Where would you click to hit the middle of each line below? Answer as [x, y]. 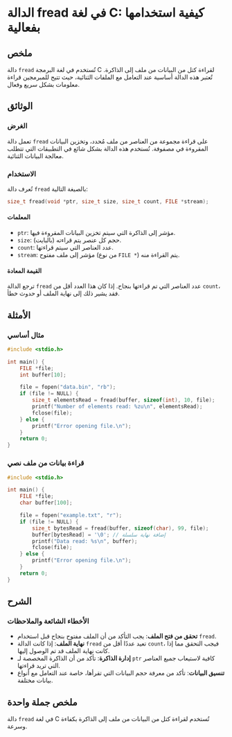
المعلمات [19, 217]
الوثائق [20, 106]
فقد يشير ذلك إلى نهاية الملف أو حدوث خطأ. [63, 293]
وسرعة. [17, 727]
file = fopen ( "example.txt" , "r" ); [71, 515]
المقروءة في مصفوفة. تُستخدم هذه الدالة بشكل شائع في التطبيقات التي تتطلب [108, 148]
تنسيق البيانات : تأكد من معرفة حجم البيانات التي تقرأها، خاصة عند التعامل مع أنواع [121, 673]
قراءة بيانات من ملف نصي [46, 463]
